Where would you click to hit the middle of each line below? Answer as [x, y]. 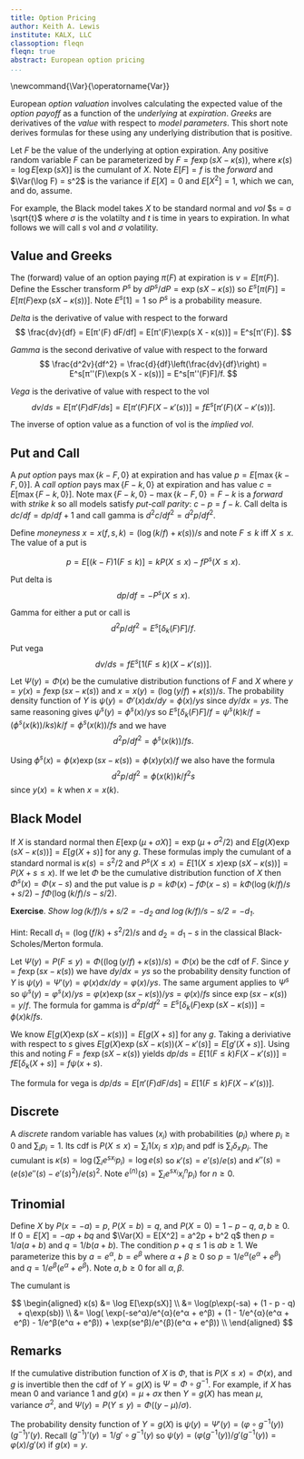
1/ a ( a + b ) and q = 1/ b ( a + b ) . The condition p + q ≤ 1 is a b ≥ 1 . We [134, 1245]
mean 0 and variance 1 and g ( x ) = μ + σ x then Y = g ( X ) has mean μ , [137, 1394]
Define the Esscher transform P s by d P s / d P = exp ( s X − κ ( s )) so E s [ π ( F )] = [148, 288]
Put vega [27, 648]
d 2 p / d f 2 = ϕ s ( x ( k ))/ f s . [153, 740]
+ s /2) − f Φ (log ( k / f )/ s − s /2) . [64, 893]
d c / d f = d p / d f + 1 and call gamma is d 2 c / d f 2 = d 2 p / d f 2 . [113, 514]
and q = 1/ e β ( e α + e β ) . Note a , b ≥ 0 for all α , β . [98, 1267]
